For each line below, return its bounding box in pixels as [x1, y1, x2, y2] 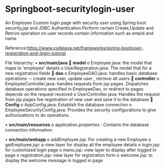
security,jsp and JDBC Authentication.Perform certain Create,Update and [5, 25, 154, 31]
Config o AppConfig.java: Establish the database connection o [5, 101, 132, 107]
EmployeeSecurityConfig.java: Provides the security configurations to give [5, 107, 156, 113]
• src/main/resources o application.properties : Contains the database [5, 122, 149, 128]
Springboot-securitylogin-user [5, 3, 135, 15]
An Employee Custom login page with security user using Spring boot [5, 20, 146, 26]
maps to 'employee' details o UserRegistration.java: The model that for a [5, 65, 152, 71]
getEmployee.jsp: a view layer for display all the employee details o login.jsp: [5, 141, 161, 147]
